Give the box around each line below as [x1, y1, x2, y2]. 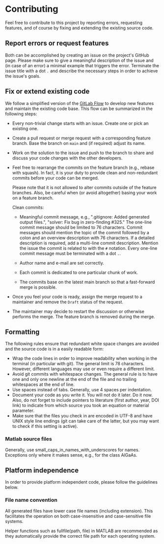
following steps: [5, 110, 37, 116]
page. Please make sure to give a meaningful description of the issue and [5, 57, 154, 63]
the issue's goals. [5, 73, 41, 79]
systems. [5, 518, 24, 524]
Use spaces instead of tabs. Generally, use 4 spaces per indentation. [12, 387, 152, 393]
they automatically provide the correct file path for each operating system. [5, 533, 156, 539]
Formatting [5, 327, 40, 336]
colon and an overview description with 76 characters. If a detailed [19, 235, 155, 241]
